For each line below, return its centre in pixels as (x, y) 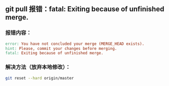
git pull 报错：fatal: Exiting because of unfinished (85, 9)
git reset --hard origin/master (39, 78)
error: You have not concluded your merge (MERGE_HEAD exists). (75, 44)
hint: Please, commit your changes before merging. (61, 48)
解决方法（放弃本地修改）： (38, 67)
